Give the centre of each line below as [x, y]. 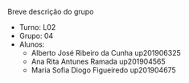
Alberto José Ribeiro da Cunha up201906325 [106, 53]
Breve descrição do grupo [51, 12]
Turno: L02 [37, 27]
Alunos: [32, 44]
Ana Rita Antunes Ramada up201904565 [98, 61]
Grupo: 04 [36, 36]
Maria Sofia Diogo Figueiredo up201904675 [103, 70]
